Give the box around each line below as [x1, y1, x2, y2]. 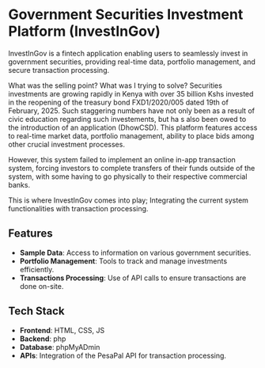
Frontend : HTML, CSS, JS [19, 325, 105, 335]
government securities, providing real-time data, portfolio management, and [8, 57, 256, 66]
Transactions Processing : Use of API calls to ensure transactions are [19, 273, 247, 283]
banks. [8, 180, 30, 189]
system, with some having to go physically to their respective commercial [8, 172, 248, 181]
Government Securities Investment [8, 6, 244, 24]
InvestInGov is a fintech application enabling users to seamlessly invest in [8, 48, 248, 58]
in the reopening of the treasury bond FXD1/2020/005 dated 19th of [8, 97, 229, 107]
